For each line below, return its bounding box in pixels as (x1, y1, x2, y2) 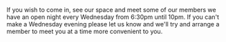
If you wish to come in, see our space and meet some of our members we (6, 6, 216, 14)
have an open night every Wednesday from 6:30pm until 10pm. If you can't (6, 13, 219, 21)
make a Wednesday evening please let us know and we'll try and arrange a (6, 20, 220, 28)
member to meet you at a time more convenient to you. (6, 27, 163, 35)
